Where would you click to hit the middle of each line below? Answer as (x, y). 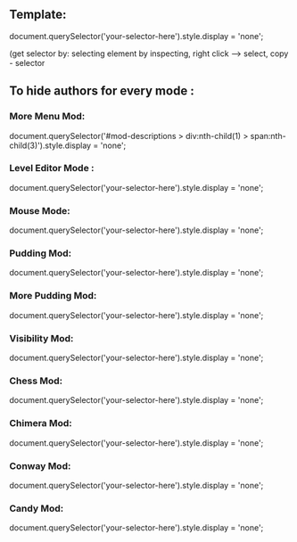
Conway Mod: (40, 465)
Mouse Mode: (40, 210)
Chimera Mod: (41, 423)
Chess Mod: (36, 381)
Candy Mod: (37, 508)
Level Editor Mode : (52, 168)
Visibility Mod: (41, 338)
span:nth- (268, 135)
